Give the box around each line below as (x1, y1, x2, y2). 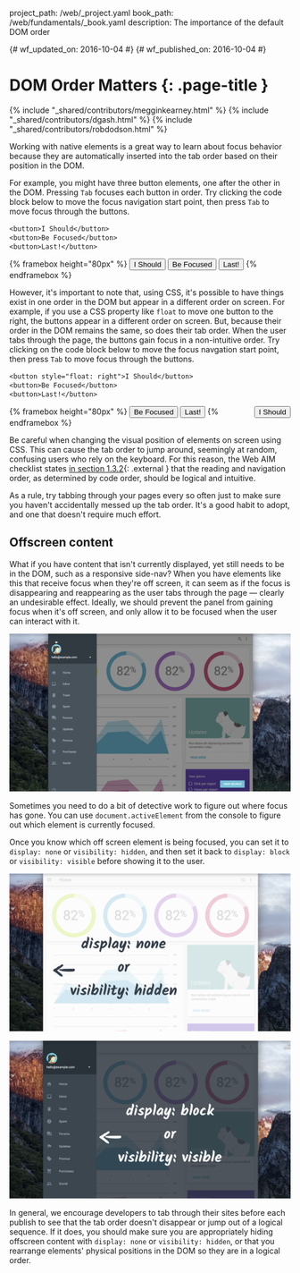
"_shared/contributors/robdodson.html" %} (9, 123, 168, 134)
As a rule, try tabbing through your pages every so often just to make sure (9, 489, 281, 500)
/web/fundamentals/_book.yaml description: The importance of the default (9, 17, 284, 28)
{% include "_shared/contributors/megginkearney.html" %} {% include (9, 105, 270, 115)
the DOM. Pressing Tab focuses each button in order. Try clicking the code (9, 187, 283, 198)
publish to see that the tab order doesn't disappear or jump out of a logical (9, 1217, 283, 1228)
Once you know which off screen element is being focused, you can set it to (9, 836, 289, 847)
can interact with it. (9, 615, 80, 626)
